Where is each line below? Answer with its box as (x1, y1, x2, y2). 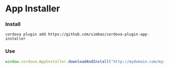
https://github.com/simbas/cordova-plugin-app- (48, 32, 150, 37)
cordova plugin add (5, 32, 46, 37)
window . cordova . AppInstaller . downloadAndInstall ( (5, 59, 112, 64)
